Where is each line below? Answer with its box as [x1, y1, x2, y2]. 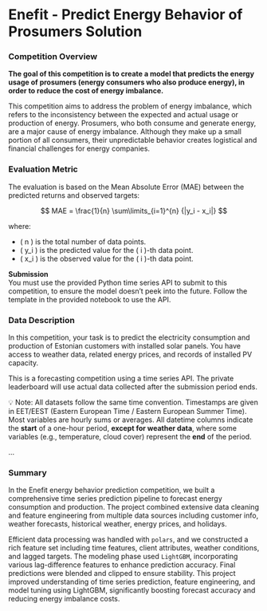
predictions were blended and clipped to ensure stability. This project [8, 569, 236, 578]
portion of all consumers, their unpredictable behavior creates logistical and [8, 136, 257, 145]
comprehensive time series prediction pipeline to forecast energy [8, 494, 223, 503]
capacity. [8, 358, 39, 368]
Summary [8, 467, 48, 478]
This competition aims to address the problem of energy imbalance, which [8, 101, 253, 111]
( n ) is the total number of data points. [19, 237, 147, 246]
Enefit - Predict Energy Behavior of [8, 6, 243, 24]
